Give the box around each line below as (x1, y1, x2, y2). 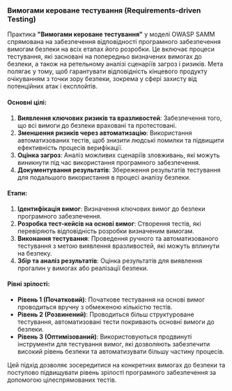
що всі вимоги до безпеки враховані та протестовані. (17, 121, 177, 129)
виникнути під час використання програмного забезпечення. (17, 158, 201, 166)
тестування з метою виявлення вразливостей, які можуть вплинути (17, 242, 220, 250)
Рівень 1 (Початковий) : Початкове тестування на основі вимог (17, 295, 206, 304)
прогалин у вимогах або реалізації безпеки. (17, 264, 148, 272)
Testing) (7, 14, 36, 24)
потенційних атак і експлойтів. (7, 82, 98, 91)
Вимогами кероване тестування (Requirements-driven (7, 6, 201, 15)
